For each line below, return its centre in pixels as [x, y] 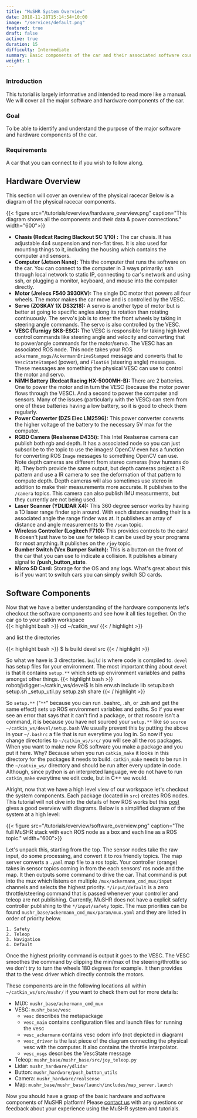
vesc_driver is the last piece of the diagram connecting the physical [106, 1041]
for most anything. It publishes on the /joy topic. [73, 543]
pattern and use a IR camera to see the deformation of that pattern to [98, 475]
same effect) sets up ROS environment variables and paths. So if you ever [95, 709]
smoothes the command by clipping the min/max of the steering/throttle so [97, 962]
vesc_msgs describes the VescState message [77, 1053]
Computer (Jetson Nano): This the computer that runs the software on [100, 262]
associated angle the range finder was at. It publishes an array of [93, 518]
